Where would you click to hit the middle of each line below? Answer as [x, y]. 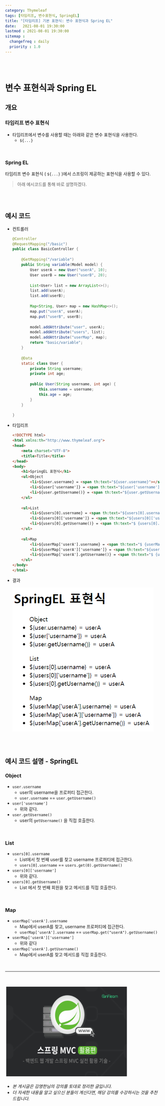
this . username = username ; [66, 390]
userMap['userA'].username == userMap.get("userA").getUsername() [89, 932]
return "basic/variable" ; [56, 343]
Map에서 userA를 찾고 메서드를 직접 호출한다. [63, 955]
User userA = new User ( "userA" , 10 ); [69, 270]
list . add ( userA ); [48, 291]
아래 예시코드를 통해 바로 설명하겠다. [52, 184]
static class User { [42, 363]
